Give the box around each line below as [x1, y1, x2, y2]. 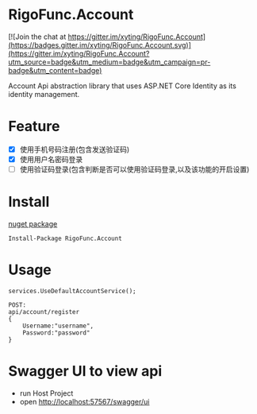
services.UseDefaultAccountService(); [8, 287, 136, 295]
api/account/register [8, 308, 80, 315]
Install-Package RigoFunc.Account [8, 234, 123, 242]
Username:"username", [22, 322, 94, 330]
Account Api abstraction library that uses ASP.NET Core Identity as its [8, 81, 236, 91]
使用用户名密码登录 [19, 154, 83, 164]
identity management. [8, 89, 80, 99]
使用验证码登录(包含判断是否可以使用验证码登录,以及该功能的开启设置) [19, 164, 250, 174]
